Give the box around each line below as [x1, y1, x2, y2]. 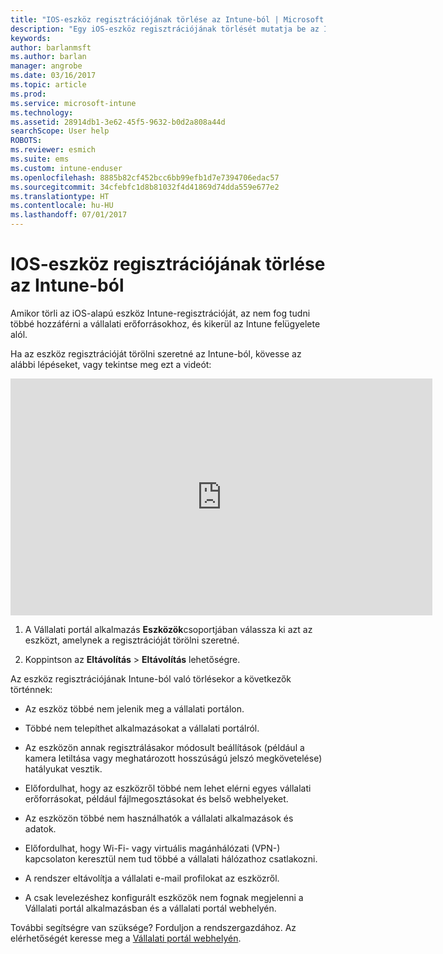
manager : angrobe [10, 61, 83, 71]
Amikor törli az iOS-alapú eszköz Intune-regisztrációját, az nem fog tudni [10, 307, 311, 319]
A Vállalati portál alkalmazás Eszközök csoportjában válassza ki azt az [24, 623, 313, 635]
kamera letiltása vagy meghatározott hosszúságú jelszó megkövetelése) [24, 752, 323, 764]
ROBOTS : [10, 136, 43, 146]
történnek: [10, 683, 53, 695]
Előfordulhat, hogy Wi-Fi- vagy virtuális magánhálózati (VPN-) [24, 842, 281, 854]
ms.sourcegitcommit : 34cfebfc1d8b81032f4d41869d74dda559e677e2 [10, 182, 280, 192]
